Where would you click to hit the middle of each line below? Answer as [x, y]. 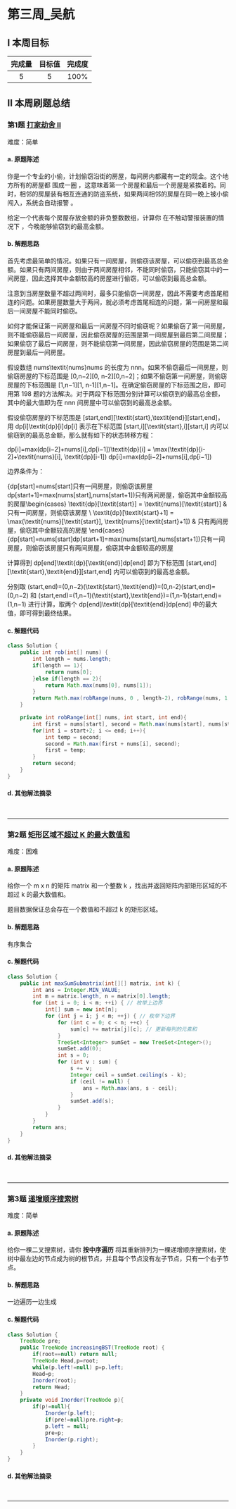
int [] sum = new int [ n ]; [81, 1010]
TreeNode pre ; [40, 1341]
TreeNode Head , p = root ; [66, 1361]
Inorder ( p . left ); [70, 1413]
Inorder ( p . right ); [72, 1439]
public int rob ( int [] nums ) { [64, 652]
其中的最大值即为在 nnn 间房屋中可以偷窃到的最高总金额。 [91, 403]
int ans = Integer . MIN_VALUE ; [77, 990]
